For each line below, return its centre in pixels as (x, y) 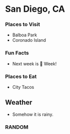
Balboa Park (25, 35)
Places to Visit (23, 25)
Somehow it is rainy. (33, 114)
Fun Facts (17, 53)
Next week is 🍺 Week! (34, 64)
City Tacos (23, 87)
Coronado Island (29, 40)
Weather (19, 102)
